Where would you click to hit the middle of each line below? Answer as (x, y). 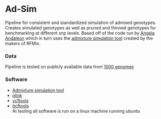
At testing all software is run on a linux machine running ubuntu (76, 111)
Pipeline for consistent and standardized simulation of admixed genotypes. (81, 23)
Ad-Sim (21, 9)
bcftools (21, 106)
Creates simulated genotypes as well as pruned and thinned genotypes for (80, 27)
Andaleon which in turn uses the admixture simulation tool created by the (79, 38)
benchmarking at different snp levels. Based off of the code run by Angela (80, 33)
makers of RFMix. (23, 43)
